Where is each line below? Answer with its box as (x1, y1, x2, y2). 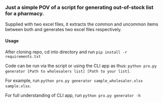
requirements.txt (5, 54, 41, 59)
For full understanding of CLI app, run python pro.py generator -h (5, 92, 141, 98)
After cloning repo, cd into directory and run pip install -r (5, 49, 127, 55)
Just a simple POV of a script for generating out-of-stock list (5, 4, 154, 11)
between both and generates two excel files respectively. (5, 27, 122, 33)
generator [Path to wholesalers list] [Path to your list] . (5, 68, 131, 74)
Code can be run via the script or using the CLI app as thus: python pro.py (5, 63, 157, 69)
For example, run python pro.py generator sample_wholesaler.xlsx (5, 77, 143, 83)
